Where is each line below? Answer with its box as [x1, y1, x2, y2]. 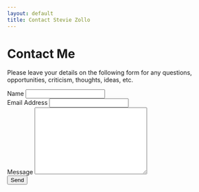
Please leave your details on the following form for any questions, [7, 69, 192, 77]
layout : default [7, 10, 54, 17]
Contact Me [7, 46, 75, 62]
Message [7, 168, 34, 176]
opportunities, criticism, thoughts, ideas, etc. [7, 76, 134, 84]
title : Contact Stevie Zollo [7, 16, 91, 23]
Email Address [7, 99, 48, 107]
